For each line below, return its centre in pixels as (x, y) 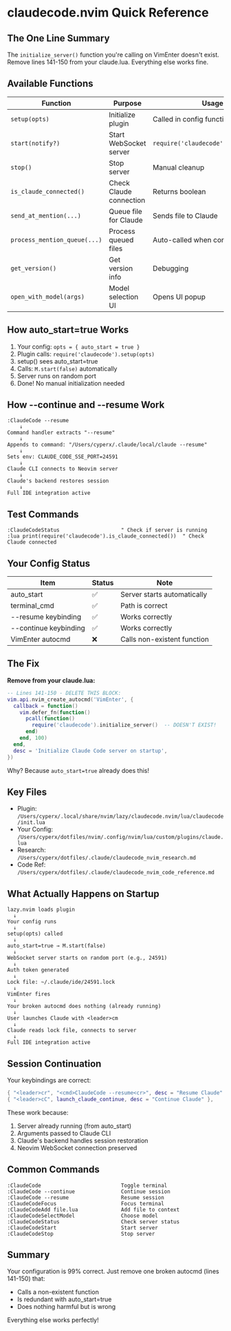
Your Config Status (49, 563)
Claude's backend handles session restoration (82, 1141)
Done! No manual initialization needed (71, 383)
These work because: (38, 1112)
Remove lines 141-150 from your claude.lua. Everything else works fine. (108, 62)
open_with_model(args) (47, 297)
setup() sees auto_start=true (57, 361)
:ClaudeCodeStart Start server (82, 1228)
